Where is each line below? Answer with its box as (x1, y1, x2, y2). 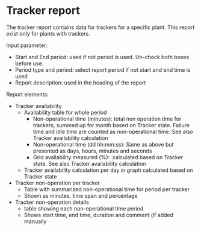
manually (23, 218, 47, 225)
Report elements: (6, 90, 49, 98)
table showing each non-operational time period (23, 204, 144, 212)
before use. (14, 60, 44, 67)
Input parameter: (6, 42, 48, 49)
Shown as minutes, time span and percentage (23, 192, 138, 199)
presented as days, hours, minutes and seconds (32, 147, 152, 154)
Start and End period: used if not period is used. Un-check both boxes (14, 53, 190, 60)
